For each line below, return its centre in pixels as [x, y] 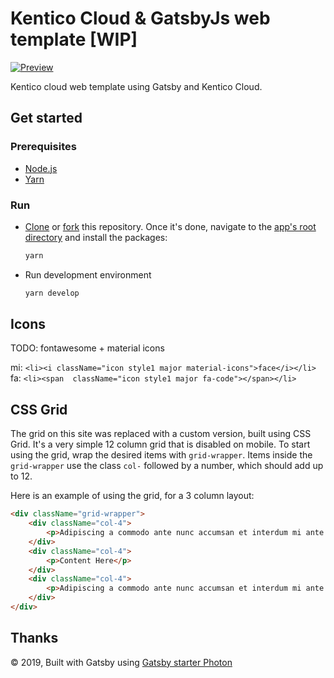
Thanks [34, 638]
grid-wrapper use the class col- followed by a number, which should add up [167, 466]
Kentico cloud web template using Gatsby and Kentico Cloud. [136, 86]
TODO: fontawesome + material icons [87, 348]
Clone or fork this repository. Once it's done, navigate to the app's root [170, 226]
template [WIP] [74, 39]
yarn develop [52, 293]
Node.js [41, 168]
